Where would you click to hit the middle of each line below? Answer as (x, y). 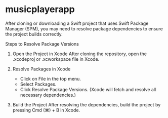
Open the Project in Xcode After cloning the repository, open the (79, 54)
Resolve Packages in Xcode (41, 69)
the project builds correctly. (34, 34)
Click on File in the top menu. (50, 78)
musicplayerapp (40, 9)
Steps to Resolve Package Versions (42, 44)
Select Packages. (38, 84)
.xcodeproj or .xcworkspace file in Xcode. (56, 59)
